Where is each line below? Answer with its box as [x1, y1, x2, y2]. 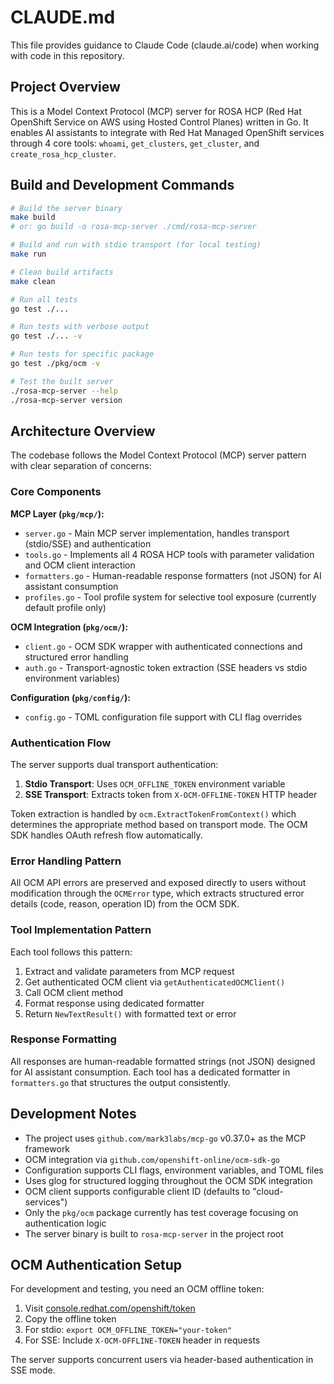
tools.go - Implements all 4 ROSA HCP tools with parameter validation [24, 548, 315, 560]
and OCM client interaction [24, 559, 136, 571]
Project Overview [10, 79, 121, 96]
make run [10, 249, 47, 260]
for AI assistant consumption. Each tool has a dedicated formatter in [10, 1066, 291, 1078]
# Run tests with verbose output [10, 322, 150, 332]
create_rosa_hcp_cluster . [10, 147, 117, 160]
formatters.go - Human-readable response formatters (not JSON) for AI [24, 569, 322, 581]
